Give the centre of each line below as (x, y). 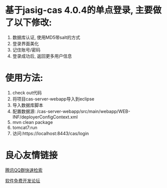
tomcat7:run (25, 127)
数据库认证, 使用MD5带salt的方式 (46, 37)
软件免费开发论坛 (23, 181)
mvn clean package (33, 122)
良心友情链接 (32, 155)
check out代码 (27, 93)
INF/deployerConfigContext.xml (45, 117)
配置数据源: (24, 111)
